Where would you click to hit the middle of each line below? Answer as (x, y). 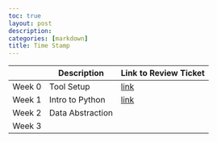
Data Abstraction (81, 113)
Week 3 (27, 126)
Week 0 (27, 87)
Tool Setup (70, 87)
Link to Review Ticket (163, 73)
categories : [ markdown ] (48, 38)
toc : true (25, 16)
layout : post (30, 23)
